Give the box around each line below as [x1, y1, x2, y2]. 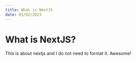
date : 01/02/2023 [5, 12, 42, 17]
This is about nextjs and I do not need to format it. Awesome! [5, 50, 131, 56]
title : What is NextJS [5, 7, 53, 13]
